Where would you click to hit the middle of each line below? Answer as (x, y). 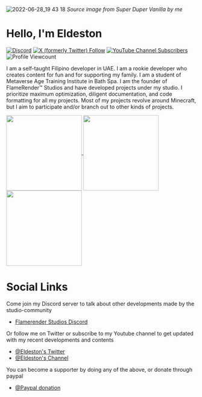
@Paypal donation (38, 387)
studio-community (29, 310)
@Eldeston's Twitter (40, 351)
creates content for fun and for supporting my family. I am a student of (94, 75)
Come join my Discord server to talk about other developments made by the (100, 304)
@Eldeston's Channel (42, 358)
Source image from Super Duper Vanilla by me (125, 9)
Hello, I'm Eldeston (54, 34)
